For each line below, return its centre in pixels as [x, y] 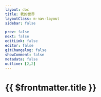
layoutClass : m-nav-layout [32, 19]
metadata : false [21, 59]
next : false [17, 37]
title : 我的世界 [20, 14]
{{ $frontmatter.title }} [51, 88]
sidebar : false [20, 23]
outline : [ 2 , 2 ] [20, 64]
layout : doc [17, 10]
